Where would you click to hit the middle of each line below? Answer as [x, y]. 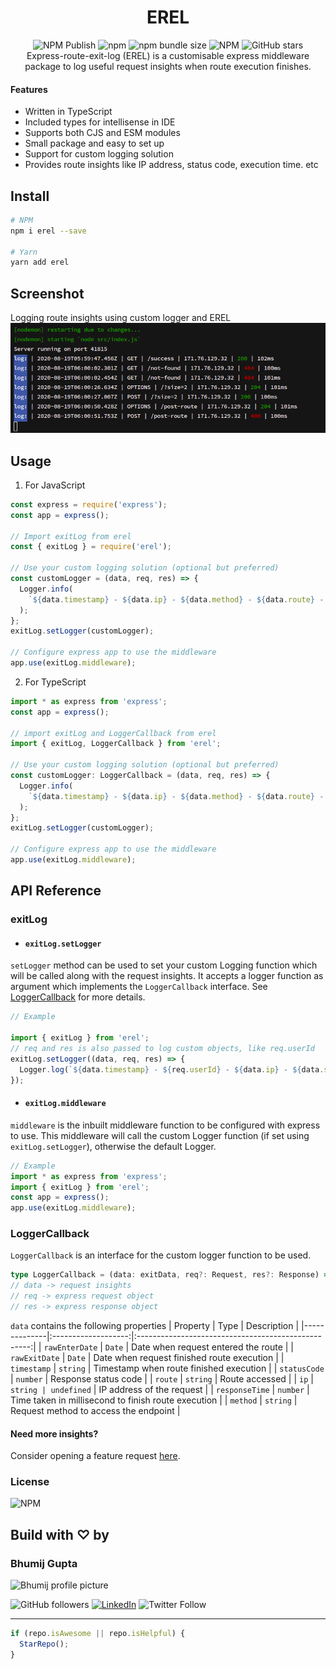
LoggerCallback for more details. [78, 997]
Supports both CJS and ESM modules [102, 133]
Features [29, 89]
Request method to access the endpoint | [95, 1410]
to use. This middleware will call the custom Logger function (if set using [160, 1135]
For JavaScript [55, 485]
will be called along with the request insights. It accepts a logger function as [167, 976]
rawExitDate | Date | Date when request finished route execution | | [147, 1357]
